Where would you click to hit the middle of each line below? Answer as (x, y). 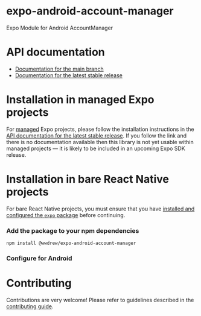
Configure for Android (39, 258)
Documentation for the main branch (59, 69)
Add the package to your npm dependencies (73, 230)
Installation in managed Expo (80, 100)
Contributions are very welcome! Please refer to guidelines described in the (100, 300)
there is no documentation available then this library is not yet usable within (100, 142)
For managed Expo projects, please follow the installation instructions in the (100, 129)
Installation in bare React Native (88, 179)
